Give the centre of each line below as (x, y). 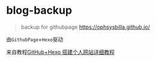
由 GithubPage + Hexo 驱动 (35, 39)
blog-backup (39, 10)
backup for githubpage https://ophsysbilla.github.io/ (85, 27)
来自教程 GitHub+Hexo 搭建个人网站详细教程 (61, 52)
